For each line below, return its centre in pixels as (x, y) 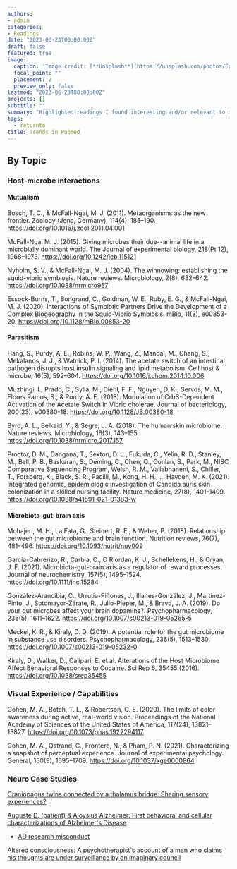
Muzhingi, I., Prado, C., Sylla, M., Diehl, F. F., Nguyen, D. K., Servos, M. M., (115, 389)
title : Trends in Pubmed (44, 132)
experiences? (27, 801)
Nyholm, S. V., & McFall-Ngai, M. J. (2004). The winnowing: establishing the (117, 270)
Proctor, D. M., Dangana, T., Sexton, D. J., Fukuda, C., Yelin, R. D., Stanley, (114, 454)
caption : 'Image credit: (50, 66)
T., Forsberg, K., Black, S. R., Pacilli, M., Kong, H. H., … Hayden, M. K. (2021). (119, 477)
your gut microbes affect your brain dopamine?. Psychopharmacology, (110, 611)
